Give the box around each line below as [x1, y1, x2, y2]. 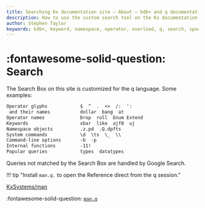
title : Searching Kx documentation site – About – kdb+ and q [6, 9, 168, 15]
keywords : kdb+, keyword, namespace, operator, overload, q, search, [6, 26, 187, 32]
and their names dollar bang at [9, 109, 124, 116]
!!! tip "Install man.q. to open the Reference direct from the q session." [6, 172, 181, 179]
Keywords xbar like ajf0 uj [6, 120, 135, 127]
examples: [6, 92, 32, 99]
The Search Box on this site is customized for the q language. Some [6, 85, 177, 92]
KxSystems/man [6, 183, 48, 190]
